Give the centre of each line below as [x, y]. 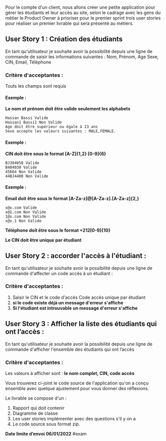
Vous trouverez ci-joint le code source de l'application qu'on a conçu [77, 383]
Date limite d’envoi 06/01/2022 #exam [46, 433]
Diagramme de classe [35, 413]
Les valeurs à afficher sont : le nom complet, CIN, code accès [70, 373]
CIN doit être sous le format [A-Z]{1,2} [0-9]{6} [56, 154]
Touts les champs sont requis [36, 86]
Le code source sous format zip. [46, 424]
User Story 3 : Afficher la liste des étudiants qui [81, 324]
